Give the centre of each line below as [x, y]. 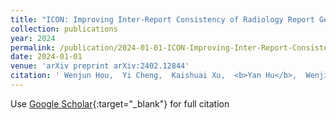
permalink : [33, 47]
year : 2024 [33, 38]
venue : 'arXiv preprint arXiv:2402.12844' [100, 66]
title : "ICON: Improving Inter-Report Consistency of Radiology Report [162, 19]
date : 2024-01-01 [46, 57]
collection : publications [64, 29]
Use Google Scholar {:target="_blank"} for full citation [120, 103]
